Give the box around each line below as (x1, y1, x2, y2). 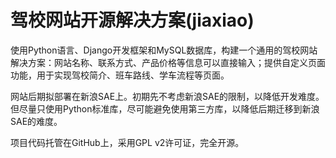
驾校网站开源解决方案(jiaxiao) (10, 9, 255, 32)
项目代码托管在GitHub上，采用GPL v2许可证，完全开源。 (10, 136, 245, 148)
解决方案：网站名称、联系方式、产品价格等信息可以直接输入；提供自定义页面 (10, 56, 326, 68)
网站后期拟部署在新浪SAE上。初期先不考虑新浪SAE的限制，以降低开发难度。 (10, 90, 325, 102)
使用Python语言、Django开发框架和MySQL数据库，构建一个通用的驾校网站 (10, 44, 318, 56)
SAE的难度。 (10, 115, 63, 127)
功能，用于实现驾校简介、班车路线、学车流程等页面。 (10, 69, 230, 81)
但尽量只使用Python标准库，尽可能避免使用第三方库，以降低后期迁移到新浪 (10, 102, 320, 115)
